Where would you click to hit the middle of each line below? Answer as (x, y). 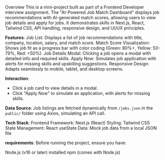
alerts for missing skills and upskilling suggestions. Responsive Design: (77, 64)
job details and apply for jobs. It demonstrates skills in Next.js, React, (75, 23)
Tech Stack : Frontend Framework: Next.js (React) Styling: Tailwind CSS (78, 123)
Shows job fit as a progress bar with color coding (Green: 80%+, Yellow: (78, 48)
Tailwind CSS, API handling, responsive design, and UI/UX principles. (75, 28)
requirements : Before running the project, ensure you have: (66, 143)
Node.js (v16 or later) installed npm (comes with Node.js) (63, 152)
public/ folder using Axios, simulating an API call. (55, 113)
